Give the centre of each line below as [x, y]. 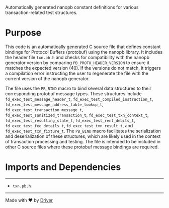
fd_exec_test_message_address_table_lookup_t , [54, 104]
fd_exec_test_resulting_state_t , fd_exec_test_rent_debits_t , [70, 120]
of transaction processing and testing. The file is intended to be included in [83, 141]
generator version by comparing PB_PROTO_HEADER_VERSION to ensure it [77, 63]
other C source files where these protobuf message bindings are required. [82, 147]
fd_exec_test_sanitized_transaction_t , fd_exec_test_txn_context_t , [77, 115]
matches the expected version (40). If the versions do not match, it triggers [83, 68]
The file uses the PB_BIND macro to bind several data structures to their [78, 88]
